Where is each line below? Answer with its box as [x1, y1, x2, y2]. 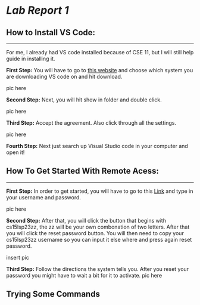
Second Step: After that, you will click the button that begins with [6, 217, 167, 224]
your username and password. [6, 193, 82, 201]
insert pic [6, 254, 30, 261]
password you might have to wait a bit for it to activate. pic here [6, 272, 162, 279]
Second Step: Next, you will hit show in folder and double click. [6, 96, 162, 103]
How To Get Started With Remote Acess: [6, 166, 160, 176]
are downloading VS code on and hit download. [6, 73, 123, 80]
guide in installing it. [6, 55, 55, 62]
